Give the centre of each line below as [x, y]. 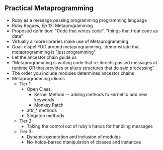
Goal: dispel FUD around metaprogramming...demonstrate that [76, 46]
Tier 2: [26, 121]
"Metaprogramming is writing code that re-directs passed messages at [84, 62]
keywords [44, 100]
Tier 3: [26, 131]
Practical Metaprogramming [49, 8]
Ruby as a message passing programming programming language [79, 20]
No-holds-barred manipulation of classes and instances [84, 142]
